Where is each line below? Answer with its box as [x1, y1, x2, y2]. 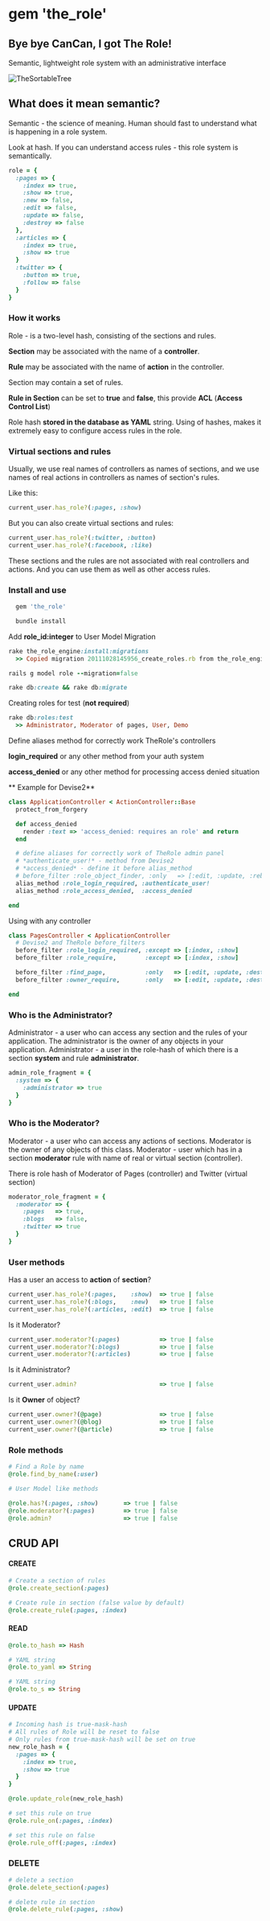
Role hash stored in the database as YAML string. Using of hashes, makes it [8, 417, 262, 427]
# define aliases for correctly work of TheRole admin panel [15, 850, 225, 858]
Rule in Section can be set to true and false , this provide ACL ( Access [8, 393, 243, 403]
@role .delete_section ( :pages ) [8, 1883, 110, 1891]
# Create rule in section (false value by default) [8, 1599, 185, 1607]
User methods [8, 1256, 65, 1268]
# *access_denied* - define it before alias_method [15, 865, 193, 873]
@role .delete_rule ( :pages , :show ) [8, 1906, 125, 1914]
